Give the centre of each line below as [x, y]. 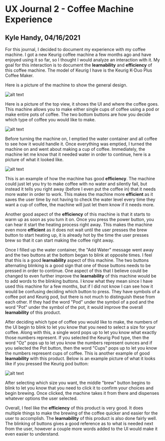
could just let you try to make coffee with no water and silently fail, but [76, 184]
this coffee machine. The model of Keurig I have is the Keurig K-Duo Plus [79, 70]
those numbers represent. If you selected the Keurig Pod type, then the [77, 338]
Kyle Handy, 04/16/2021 [43, 38]
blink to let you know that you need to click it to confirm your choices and [79, 388]
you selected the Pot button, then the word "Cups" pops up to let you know [81, 348]
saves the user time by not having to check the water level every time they [80, 199]
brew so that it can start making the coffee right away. [60, 240]
